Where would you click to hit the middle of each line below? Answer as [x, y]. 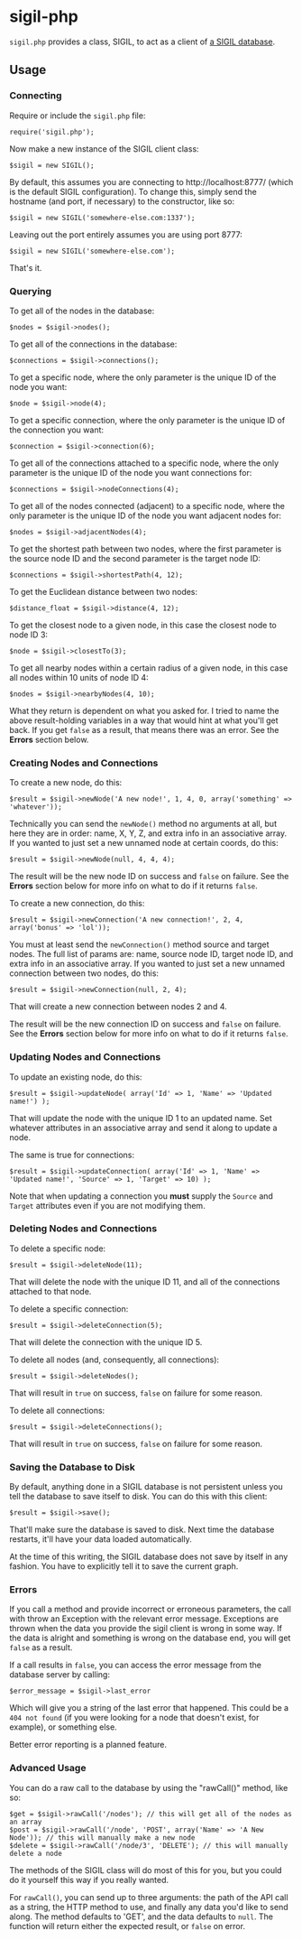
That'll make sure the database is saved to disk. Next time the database [142, 1530]
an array [26, 1822]
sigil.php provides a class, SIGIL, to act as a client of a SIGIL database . [142, 42]
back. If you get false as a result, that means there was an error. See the [144, 729]
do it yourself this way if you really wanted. [89, 1880]
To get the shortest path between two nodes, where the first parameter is [146, 549]
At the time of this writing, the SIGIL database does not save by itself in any [149, 1557]
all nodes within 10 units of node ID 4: [79, 677]
